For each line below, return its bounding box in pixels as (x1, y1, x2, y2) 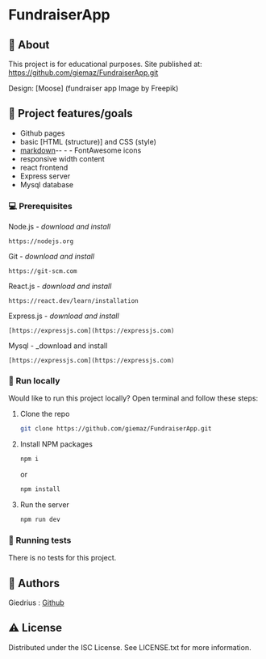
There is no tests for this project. (8, 553, 117, 563)
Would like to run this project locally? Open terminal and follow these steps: (8, 393, 259, 403)
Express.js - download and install (8, 311, 119, 321)
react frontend (19, 162, 69, 172)
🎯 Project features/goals (8, 107, 133, 120)
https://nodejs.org (8, 237, 74, 246)
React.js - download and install (8, 281, 112, 292)
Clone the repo (19, 409, 70, 419)
